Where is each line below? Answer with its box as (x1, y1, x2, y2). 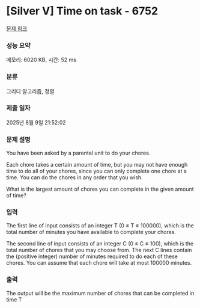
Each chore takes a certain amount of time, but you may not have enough (6, 161, 188, 168)
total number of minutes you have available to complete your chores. (6, 229, 176, 236)
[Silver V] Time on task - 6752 (6, 4, 158, 18)
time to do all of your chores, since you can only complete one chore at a (6, 167, 187, 175)
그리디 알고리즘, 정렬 (6, 87, 55, 94)
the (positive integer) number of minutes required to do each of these (6, 253, 178, 260)
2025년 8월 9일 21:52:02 (6, 119, 66, 126)
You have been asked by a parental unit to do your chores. (6, 149, 151, 157)
